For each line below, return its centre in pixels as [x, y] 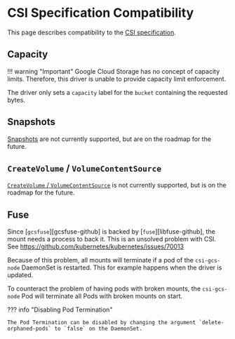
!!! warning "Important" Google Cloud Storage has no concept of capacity [114, 71]
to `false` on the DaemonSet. [98, 329]
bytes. [16, 100]
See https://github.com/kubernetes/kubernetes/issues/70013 [96, 246]
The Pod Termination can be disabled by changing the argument [102, 323]
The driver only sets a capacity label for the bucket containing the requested [117, 92]
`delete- [211, 323]
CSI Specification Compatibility [101, 13]
